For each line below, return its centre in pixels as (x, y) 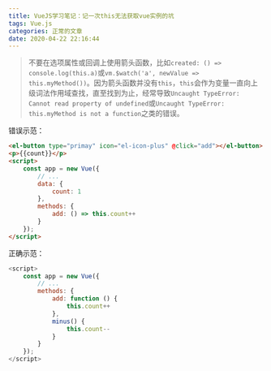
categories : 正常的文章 (45, 31)
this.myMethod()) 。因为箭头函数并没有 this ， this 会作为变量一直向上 (143, 83)
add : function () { (84, 299)
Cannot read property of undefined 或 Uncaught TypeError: (127, 103)
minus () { (68, 321)
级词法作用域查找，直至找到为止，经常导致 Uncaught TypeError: (134, 93)
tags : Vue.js (30, 24)
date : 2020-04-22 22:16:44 (54, 39)
